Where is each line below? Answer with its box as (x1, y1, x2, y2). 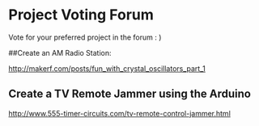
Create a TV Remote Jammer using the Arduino (8, 87, 251, 101)
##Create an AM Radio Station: (8, 48, 112, 57)
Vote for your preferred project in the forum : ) (8, 32, 162, 42)
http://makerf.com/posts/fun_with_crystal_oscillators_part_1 (8, 63, 206, 73)
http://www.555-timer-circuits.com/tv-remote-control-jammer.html (8, 108, 231, 118)
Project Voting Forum (8, 6, 154, 24)
